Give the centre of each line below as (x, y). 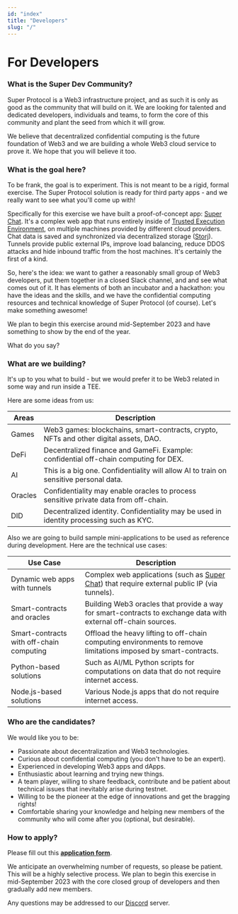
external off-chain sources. (131, 622)
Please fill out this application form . (59, 853)
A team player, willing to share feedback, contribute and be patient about (124, 781)
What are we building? (47, 364)
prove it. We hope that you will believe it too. (72, 151)
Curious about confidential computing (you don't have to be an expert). (121, 759)
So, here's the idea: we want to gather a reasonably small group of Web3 (114, 273)
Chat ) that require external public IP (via (151, 584)
